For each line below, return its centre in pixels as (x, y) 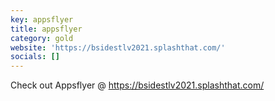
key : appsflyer (42, 19)
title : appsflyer (46, 29)
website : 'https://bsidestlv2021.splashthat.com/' (118, 47)
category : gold (42, 38)
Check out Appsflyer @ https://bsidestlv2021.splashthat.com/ (137, 85)
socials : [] (35, 57)
